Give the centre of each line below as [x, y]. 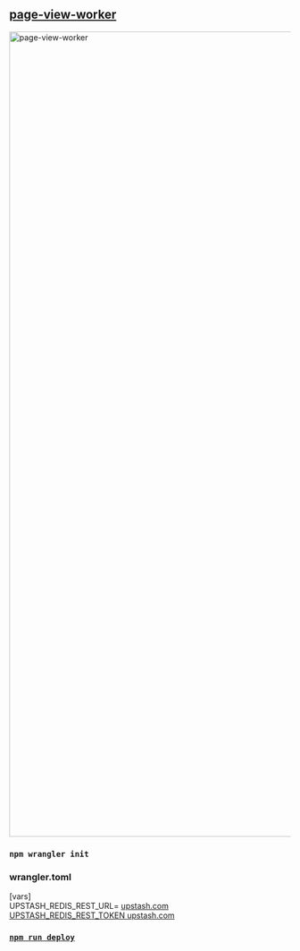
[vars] [20, 896]
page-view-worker [63, 15]
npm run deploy [42, 937]
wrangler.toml [40, 877]
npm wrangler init [49, 854]
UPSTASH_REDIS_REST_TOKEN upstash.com [92, 915]
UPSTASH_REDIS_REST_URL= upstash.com [89, 906]
